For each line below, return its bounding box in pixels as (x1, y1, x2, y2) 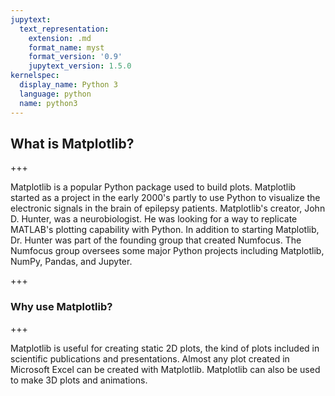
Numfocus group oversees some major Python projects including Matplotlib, (10, 245, 325, 257)
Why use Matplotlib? (10, 300, 113, 314)
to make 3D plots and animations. (10, 374, 148, 386)
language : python (19, 89, 92, 99)
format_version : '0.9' (28, 52, 123, 62)
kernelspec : (10, 71, 60, 81)
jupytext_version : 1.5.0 (28, 61, 132, 71)
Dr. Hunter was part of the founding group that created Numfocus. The (10, 234, 302, 246)
